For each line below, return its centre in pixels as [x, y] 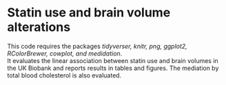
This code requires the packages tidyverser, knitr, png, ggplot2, [97, 46]
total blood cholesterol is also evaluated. [64, 75]
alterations [39, 27]
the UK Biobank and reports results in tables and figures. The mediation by [113, 68]
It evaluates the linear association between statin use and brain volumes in [113, 60]
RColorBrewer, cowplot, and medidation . [65, 53]
